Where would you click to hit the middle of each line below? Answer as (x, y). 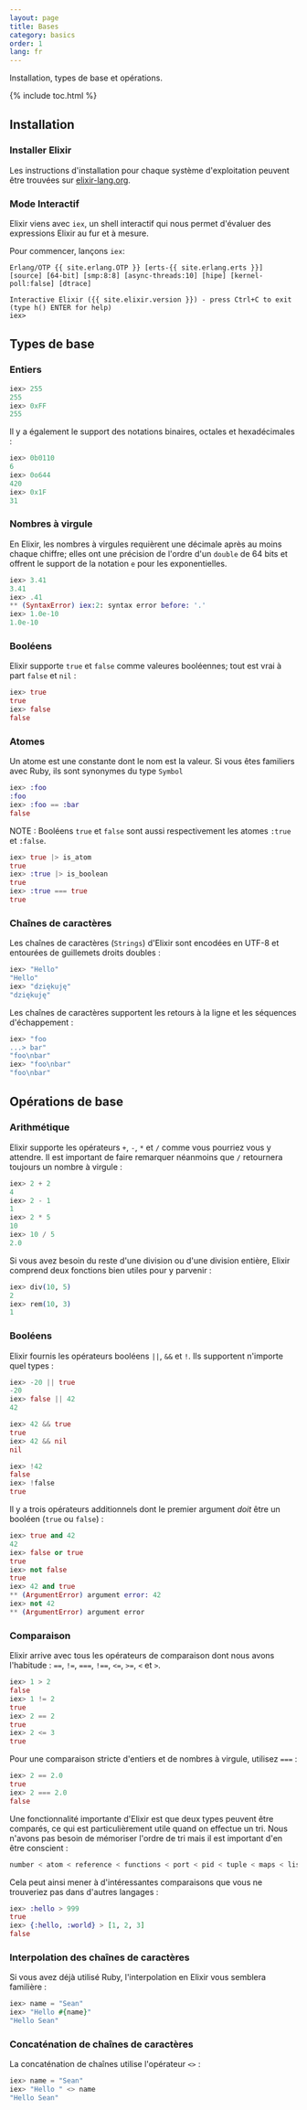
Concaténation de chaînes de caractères (101, 2044)
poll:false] (32, 284)
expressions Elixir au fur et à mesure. (79, 233)
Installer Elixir (41, 150)
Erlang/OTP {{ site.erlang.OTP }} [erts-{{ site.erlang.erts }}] (136, 268)
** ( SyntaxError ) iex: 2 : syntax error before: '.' (108, 606)
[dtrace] (75, 284)
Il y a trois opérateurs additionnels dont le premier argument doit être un (145, 1509)
